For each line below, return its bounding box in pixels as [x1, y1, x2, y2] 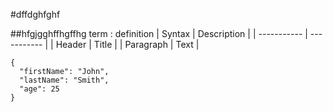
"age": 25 [19, 84, 60, 94]
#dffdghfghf [10, 9, 61, 20]
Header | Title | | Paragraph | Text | [55, 39, 200, 50]
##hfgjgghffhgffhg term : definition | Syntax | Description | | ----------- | [10, 28, 308, 39]
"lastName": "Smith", [19, 75, 110, 85]
